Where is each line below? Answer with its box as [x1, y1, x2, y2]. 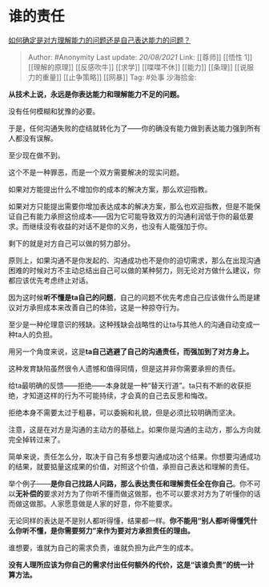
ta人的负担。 [14, 329, 58, 339]
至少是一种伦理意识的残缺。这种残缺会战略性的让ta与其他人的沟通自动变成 [8, 320, 254, 329]
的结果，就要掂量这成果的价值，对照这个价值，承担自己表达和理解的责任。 [8, 461, 254, 471]
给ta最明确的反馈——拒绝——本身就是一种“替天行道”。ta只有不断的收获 [8, 380, 245, 390]
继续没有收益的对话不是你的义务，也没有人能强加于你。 [29, 221, 212, 231]
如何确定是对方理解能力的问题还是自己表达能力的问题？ [8, 35, 191, 45]
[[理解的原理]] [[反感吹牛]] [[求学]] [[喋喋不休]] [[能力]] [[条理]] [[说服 [27, 62, 255, 72]
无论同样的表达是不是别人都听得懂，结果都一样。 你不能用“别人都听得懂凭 [8, 516, 251, 525]
